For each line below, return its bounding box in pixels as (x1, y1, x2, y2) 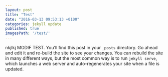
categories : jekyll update (5, 21, 62, 27)
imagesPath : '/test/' (5, 31, 51, 36)
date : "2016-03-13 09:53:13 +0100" (5, 17, 80, 22)
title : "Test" (5, 12, 35, 17)
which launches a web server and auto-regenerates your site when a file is (5, 61, 159, 66)
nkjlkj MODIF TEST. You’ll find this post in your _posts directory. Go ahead (5, 45, 158, 50)
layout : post (5, 7, 33, 13)
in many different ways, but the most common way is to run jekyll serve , (5, 55, 157, 61)
